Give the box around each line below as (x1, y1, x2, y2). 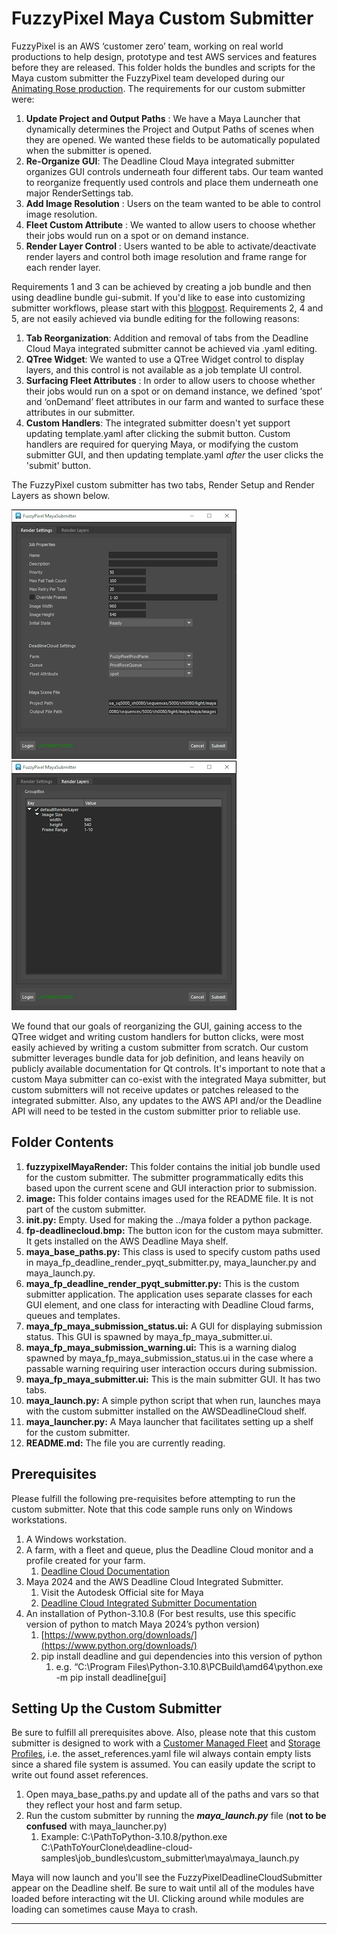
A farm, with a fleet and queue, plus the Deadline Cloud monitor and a (25, 1543, 314, 1556)
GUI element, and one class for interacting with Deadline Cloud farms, (25, 1298, 314, 1311)
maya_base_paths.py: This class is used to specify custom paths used (25, 1245, 321, 1257)
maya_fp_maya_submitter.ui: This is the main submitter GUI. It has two (25, 1373, 321, 1385)
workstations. (11, 1513, 68, 1526)
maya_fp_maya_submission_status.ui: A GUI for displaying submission (25, 1320, 323, 1332)
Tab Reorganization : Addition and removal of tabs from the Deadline (25, 332, 309, 344)
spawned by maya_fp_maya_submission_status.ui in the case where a (25, 1352, 314, 1364)
